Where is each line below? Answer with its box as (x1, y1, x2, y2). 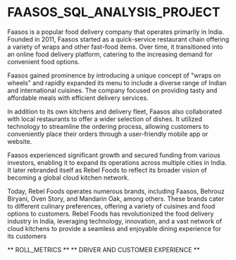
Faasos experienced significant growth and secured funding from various (7, 151, 221, 159)
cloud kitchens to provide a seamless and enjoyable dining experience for (7, 224, 222, 233)
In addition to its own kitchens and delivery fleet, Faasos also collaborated (7, 107, 222, 116)
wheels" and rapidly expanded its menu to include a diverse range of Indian (7, 78, 227, 87)
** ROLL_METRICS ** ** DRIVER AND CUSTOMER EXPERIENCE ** (7, 245, 201, 254)
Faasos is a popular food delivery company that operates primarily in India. (7, 27, 224, 36)
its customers (7, 232, 47, 240)
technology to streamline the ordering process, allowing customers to (7, 122, 209, 130)
